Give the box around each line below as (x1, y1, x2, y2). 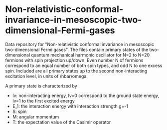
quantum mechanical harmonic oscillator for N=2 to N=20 (31, 51, 150, 58)
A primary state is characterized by (5, 82, 77, 88)
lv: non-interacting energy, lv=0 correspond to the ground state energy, (12, 92, 160, 98)
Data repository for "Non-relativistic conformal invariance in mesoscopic (5, 41, 155, 47)
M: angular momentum (12, 113, 59, 119)
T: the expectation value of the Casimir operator (12, 119, 111, 125)
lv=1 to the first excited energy (12, 97, 75, 103)
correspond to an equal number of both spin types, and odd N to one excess (5, 62, 163, 68)
